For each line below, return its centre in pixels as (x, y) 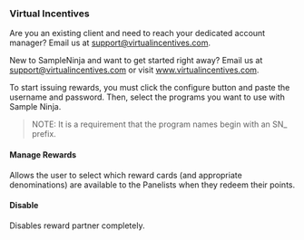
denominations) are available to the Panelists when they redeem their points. (152, 185)
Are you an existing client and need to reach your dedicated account (137, 34)
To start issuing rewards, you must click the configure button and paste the (150, 88)
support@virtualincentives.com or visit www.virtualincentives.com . (134, 70)
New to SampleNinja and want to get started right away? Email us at (136, 61)
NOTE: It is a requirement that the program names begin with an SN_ (159, 124)
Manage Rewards (43, 154)
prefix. (44, 134)
